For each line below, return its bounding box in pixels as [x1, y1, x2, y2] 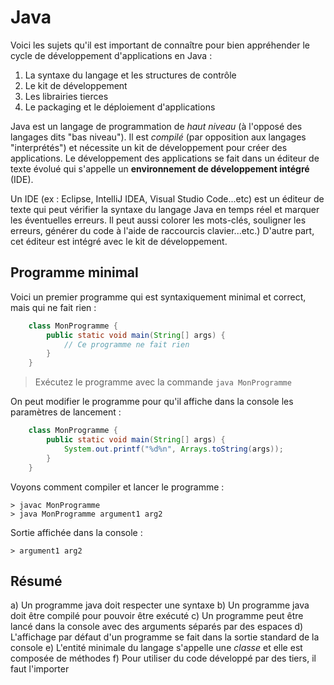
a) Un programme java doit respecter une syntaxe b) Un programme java [10, 599, 310, 611]
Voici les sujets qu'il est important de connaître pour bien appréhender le [10, 39, 310, 51]
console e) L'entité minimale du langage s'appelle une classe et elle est [10, 642, 303, 654]
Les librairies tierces [24, 90, 109, 102]
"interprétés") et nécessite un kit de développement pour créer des [10, 141, 288, 153]
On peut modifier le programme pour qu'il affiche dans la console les [10, 396, 294, 408]
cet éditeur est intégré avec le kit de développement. [10, 235, 228, 247]
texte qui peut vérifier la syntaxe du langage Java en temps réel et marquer [10, 203, 320, 215]
